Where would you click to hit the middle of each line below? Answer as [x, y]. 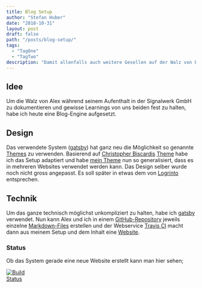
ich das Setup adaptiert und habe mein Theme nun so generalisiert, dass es [100, 160]
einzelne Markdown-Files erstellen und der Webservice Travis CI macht [95, 225]
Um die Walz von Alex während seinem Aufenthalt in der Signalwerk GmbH [99, 101]
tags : [13, 46]
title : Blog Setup [29, 12]
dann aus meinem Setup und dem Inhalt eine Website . [73, 232]
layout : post [23, 29]
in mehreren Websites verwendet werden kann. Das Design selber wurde [97, 167]
